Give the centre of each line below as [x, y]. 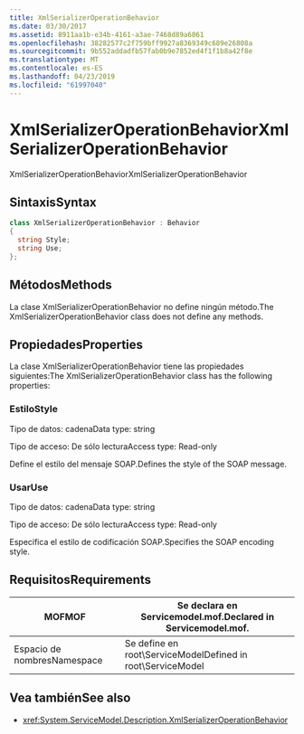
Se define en [152, 643]
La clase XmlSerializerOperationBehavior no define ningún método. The [142, 306]
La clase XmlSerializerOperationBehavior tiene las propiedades [127, 366]
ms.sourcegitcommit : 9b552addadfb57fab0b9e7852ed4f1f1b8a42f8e [131, 52]
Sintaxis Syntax [53, 202]
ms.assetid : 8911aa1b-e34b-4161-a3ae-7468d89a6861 [107, 34]
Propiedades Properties [76, 344]
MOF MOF [65, 616]
